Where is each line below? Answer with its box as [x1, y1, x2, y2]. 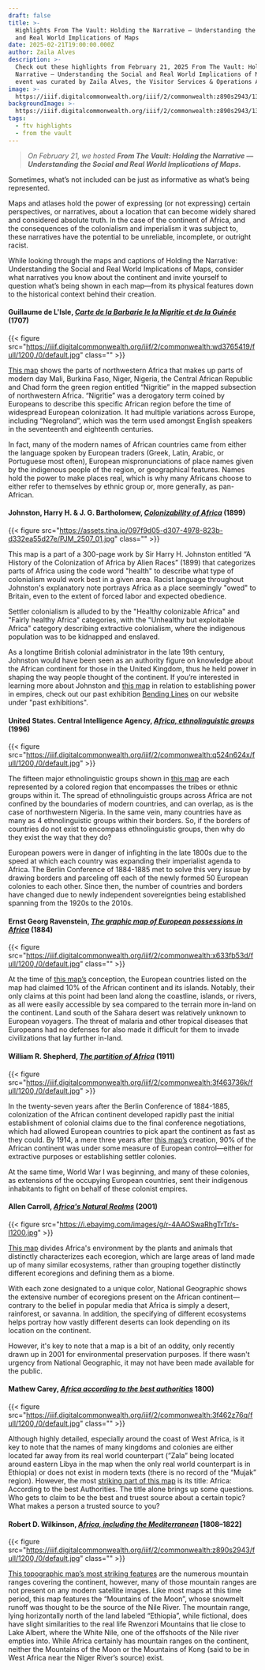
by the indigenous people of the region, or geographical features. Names [8, 464, 245, 474]
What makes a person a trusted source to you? [8, 1502, 160, 1511]
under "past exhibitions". [8, 697, 89, 708]
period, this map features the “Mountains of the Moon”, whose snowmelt [8, 1594, 244, 1604]
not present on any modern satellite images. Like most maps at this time [8, 1586, 242, 1596]
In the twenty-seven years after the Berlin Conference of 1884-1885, [8, 1101, 230, 1111]
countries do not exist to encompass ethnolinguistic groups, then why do [8, 824, 245, 834]
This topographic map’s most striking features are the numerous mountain [8, 1569, 248, 1578]
